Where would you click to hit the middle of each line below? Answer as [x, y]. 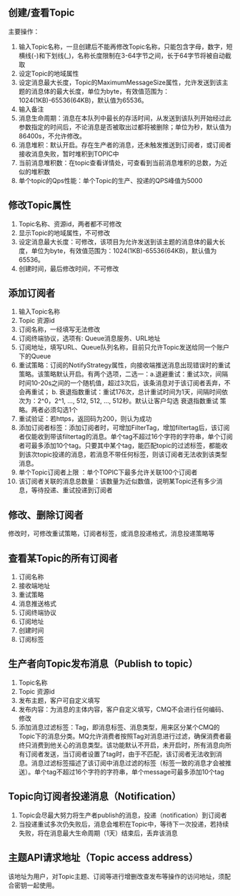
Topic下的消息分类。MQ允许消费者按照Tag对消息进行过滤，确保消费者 [122, 736]
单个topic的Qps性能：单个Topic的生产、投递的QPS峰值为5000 [110, 180]
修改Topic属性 [40, 205]
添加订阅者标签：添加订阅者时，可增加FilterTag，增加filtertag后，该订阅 [124, 428]
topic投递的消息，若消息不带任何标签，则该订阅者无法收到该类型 [132, 454]
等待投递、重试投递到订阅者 [72, 490]
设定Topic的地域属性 [49, 73]
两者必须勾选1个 [54, 410]
